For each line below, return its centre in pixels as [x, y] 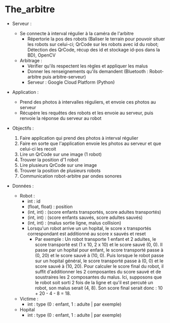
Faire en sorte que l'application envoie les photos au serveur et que [90, 143]
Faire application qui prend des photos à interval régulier [79, 138]
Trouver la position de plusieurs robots [60, 170]
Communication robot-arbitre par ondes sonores [70, 176]
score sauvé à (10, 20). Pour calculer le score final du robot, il [99, 266]
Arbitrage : [31, 60]
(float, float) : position [50, 206]
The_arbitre [30, 9]
